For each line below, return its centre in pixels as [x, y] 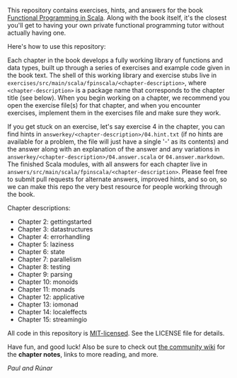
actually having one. [37, 33]
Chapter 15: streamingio [52, 319]
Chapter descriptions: [39, 208]
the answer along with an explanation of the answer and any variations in [114, 149]
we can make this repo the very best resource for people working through [115, 187]
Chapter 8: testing [44, 267]
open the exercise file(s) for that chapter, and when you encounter [104, 105]
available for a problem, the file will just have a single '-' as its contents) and [118, 142]
